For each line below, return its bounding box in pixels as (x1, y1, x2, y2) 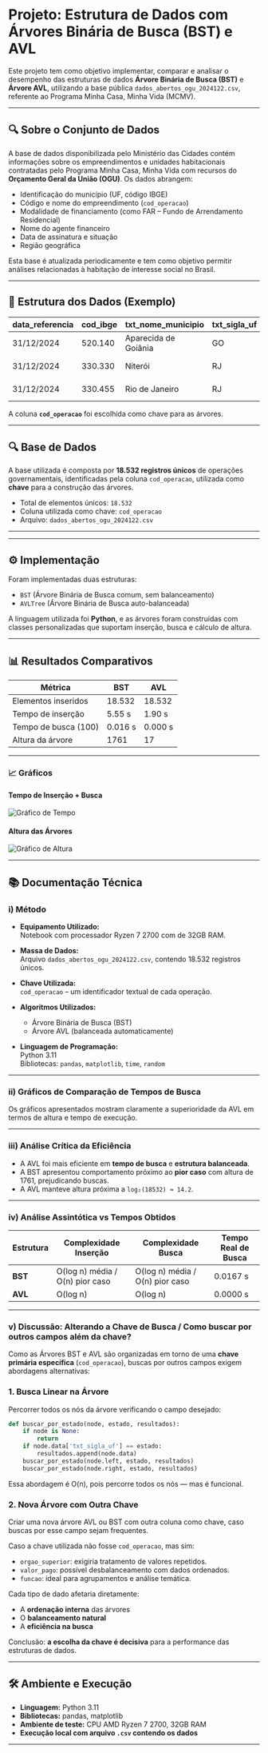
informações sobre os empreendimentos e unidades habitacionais (8, 157, 226, 166)
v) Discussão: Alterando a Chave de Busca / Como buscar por (8, 1321, 253, 1332)
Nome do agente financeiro (19, 223, 110, 233)
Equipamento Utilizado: (19, 922, 100, 932)
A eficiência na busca (19, 1621, 93, 1631)
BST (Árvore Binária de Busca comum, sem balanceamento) (19, 590, 215, 600)
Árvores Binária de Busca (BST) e (8, 22, 233, 41)
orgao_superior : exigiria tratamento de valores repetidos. (19, 1556, 207, 1566)
